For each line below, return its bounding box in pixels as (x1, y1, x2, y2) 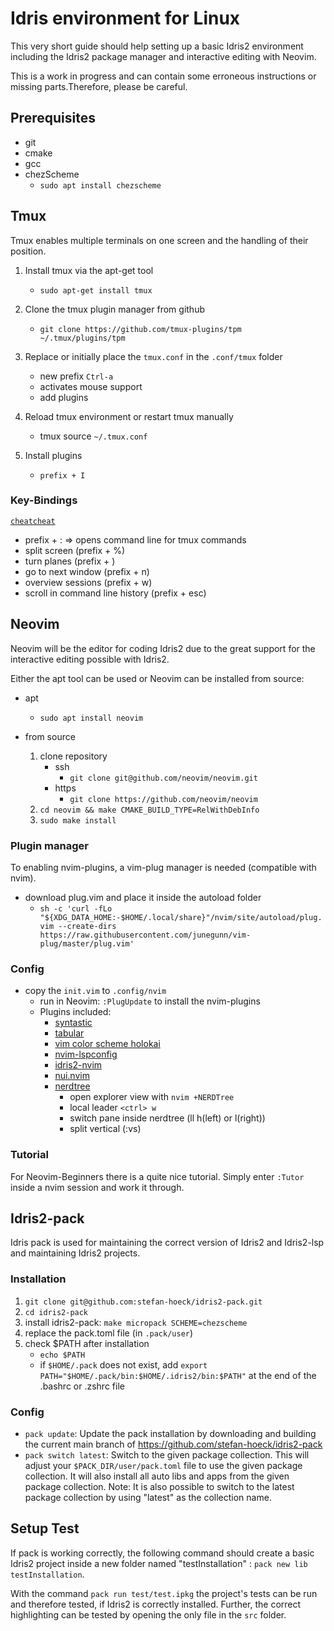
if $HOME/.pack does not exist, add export (39, 1358, 208, 1371)
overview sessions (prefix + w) (24, 576, 153, 588)
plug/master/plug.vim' (39, 938, 135, 949)
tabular (54, 1027, 85, 1039)
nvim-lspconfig (54, 1048, 118, 1061)
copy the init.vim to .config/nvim (24, 985, 167, 997)
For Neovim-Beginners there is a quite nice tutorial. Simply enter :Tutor (10, 1170, 305, 1182)
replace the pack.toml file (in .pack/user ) (24, 1327, 194, 1339)
